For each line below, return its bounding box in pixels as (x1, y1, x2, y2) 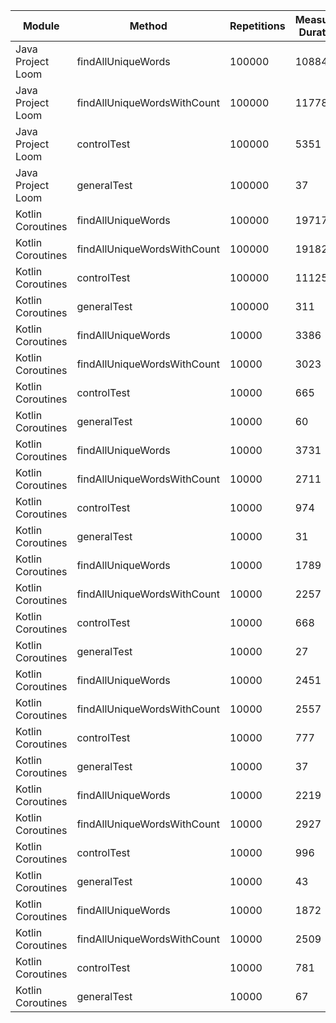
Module (22, 19, 60, 33)
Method (129, 19, 168, 33)
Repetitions (229, 19, 286, 33)
